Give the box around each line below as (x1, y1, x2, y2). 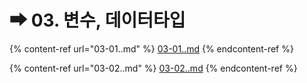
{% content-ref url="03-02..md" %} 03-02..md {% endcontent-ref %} (9, 62, 298, 74)
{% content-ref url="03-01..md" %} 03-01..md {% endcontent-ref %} (9, 42, 294, 55)
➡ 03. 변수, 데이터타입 (9, 9, 186, 32)
